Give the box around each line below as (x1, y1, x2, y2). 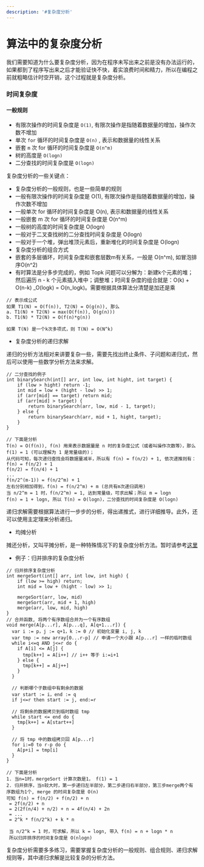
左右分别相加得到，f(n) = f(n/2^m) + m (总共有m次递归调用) (6, 483, 146, 490)
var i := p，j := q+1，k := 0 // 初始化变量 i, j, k (12, 628, 141, 635)
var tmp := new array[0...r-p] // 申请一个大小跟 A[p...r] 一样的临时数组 (12, 635, 192, 641)
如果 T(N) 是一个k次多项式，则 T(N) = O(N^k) (6, 326, 114, 332)
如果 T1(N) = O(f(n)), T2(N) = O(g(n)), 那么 (6, 304, 120, 310)
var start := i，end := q (12, 691, 76, 697)
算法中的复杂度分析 (6, 37, 103, 50)
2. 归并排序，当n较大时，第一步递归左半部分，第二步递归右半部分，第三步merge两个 (6, 782, 189, 789)
